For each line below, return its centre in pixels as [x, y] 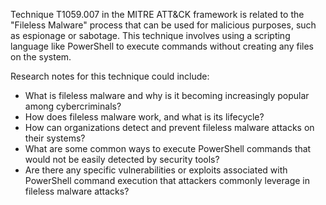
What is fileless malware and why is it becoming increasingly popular [167, 95]
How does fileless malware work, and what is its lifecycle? [144, 117]
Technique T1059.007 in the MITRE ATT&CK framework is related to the [157, 14]
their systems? [55, 138]
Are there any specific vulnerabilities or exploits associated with [156, 170]
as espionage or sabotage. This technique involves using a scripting [150, 35]
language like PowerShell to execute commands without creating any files [162, 46]
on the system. [41, 57]
